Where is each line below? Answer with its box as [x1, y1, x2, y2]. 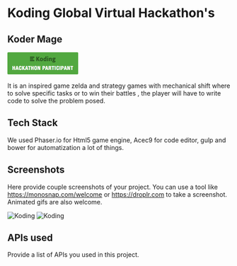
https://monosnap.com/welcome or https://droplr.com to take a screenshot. [7, 190, 228, 199]
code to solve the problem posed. [7, 97, 106, 105]
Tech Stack [7, 117, 58, 129]
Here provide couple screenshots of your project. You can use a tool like [7, 183, 218, 191]
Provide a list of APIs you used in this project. [7, 250, 139, 259]
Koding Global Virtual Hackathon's [7, 5, 215, 21]
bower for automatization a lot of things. [7, 143, 125, 151]
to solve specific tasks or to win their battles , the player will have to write [7, 89, 221, 97]
